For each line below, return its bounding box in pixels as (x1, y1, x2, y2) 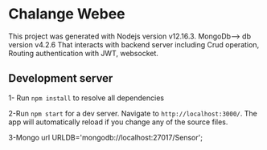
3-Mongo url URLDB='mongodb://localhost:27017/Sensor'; (8, 132, 203, 142)
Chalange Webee (8, 5, 126, 23)
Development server (8, 71, 113, 85)
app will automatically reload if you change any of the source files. (8, 117, 228, 127)
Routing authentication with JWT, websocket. (8, 48, 159, 58)
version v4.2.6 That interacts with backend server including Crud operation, (8, 39, 260, 49)
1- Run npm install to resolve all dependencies (8, 93, 165, 103)
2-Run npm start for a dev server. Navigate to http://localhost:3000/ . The (8, 108, 257, 118)
